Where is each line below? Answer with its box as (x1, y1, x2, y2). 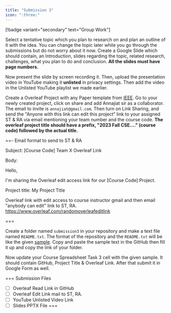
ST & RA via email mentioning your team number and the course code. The (5, 116, 163, 122)
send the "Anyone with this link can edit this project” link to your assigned (5, 111, 160, 117)
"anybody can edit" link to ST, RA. (5, 202, 77, 209)
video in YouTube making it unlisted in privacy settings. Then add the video (5, 79, 165, 85)
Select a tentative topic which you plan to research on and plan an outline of (5, 36, 166, 43)
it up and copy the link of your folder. (5, 244, 83, 250)
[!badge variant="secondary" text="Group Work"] (5, 26, 111, 32)
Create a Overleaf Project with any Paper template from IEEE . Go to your (5, 95, 158, 101)
